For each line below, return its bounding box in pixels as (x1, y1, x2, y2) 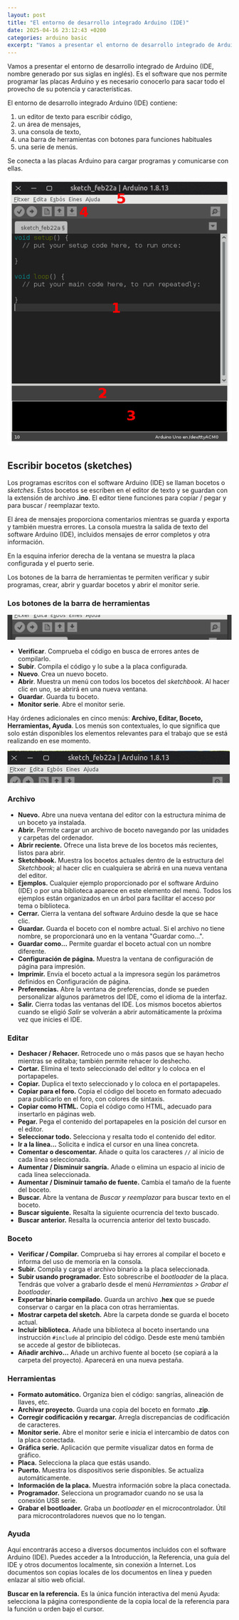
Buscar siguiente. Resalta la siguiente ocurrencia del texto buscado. (17, 1208, 219, 1216)
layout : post (7, 11, 46, 19)
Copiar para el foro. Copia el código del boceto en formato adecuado (17, 1086, 222, 1095)
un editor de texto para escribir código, (17, 113, 133, 121)
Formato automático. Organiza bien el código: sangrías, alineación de (17, 1390, 224, 1398)
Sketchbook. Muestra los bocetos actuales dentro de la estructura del (17, 856, 224, 865)
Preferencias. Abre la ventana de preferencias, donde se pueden (17, 984, 210, 993)
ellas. (7, 164, 23, 173)
